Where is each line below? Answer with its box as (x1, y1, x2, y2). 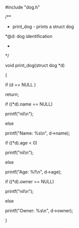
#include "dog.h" (5, 4, 40, 10)
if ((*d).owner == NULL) (5, 178, 55, 184)
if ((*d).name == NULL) (5, 101, 53, 107)
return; (5, 91, 19, 97)
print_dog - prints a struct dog (12, 23, 75, 29)
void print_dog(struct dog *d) (5, 62, 65, 68)
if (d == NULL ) (5, 82, 36, 87)
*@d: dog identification (5, 33, 53, 39)
